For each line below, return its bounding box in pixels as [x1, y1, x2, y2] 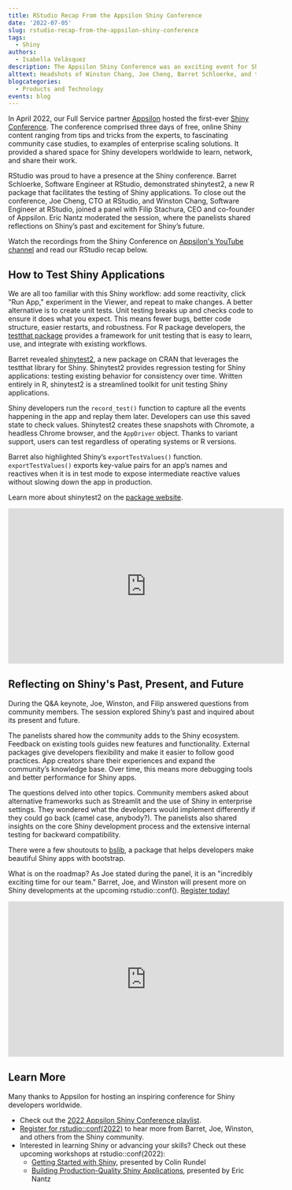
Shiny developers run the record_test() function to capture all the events [8, 403, 246, 413]
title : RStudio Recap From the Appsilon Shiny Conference [8, 11, 202, 20]
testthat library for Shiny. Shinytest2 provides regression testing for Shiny [8, 363, 246, 372]
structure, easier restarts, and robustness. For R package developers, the [8, 323, 246, 332]
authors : [8, 48, 37, 56]
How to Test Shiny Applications [8, 268, 165, 281]
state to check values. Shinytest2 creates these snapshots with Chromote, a [8, 420, 255, 430]
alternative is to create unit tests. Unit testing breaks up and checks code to [8, 305, 253, 316]
